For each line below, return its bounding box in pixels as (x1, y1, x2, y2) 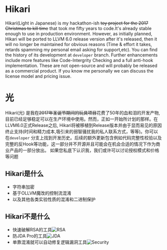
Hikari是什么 (5, 169, 44, 178)
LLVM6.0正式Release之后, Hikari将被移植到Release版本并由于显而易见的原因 (5, 122, 162, 128)
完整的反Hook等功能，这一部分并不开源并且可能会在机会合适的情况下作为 (5, 141, 156, 147)
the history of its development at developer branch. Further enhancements (5, 51, 158, 58)
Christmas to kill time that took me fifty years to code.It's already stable (5, 25, 152, 31)
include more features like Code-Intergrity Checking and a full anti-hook (5, 57, 154, 63)
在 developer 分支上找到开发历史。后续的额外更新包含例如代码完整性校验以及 (5, 134, 162, 140)
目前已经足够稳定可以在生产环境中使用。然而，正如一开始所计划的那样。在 (5, 116, 158, 122)
